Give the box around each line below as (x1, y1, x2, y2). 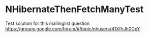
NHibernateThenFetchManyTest (5, 4, 144, 15)
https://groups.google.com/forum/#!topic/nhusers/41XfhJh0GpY (5, 25, 140, 31)
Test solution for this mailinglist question (5, 20, 90, 26)
